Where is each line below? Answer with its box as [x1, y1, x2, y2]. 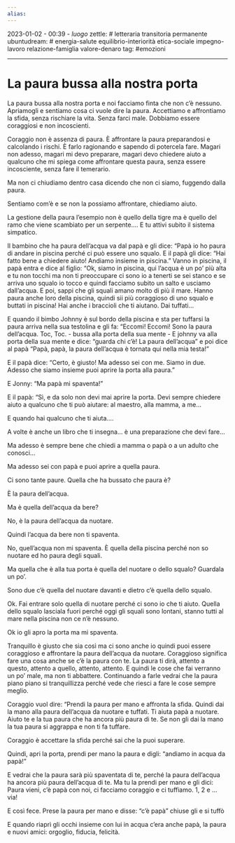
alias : [7, 10, 27, 18]
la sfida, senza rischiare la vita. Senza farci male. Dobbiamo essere [7, 114, 201, 122]
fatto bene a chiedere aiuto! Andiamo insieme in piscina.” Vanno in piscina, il [7, 256, 227, 265]
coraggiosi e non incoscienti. [7, 121, 91, 130]
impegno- [195, 36, 225, 46]
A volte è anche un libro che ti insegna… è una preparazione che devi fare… [7, 427, 225, 436]
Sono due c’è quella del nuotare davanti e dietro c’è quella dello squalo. [7, 585, 212, 594]
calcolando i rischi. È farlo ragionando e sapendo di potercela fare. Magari [7, 142, 221, 151]
